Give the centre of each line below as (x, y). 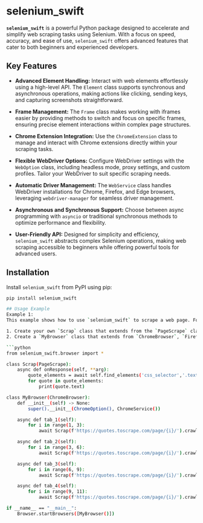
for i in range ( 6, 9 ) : (56, 469)
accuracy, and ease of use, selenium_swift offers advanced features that (97, 40)
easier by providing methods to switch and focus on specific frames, (100, 118)
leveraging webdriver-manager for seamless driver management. (94, 198)
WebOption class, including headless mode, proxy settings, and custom (102, 167)
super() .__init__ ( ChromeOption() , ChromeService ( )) (95, 409)
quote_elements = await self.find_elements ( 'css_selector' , (105, 376)
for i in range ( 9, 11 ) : (58, 492)
